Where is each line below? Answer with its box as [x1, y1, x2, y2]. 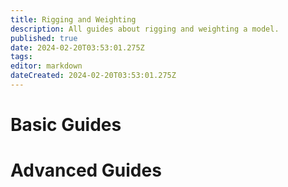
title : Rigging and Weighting [10, 14, 137, 25]
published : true [10, 33, 78, 43]
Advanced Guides [10, 159, 162, 182]
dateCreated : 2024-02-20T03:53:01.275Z [10, 71, 177, 81]
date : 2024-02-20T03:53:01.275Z [10, 42, 145, 53]
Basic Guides [10, 114, 122, 136]
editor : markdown [10, 61, 83, 71]
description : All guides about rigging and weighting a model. [10, 24, 280, 34]
